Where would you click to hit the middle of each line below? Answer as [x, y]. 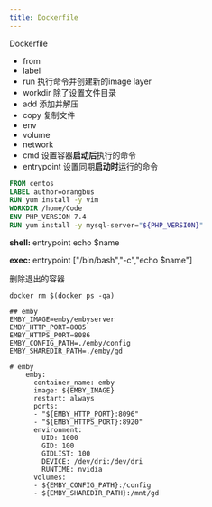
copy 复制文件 [49, 115]
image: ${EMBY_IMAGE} [74, 390]
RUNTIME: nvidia [72, 469]
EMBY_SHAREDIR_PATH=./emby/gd [66, 351]
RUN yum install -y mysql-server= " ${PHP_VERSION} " [106, 226]
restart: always [64, 398]
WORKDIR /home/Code [46, 208]
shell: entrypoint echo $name [65, 242]
